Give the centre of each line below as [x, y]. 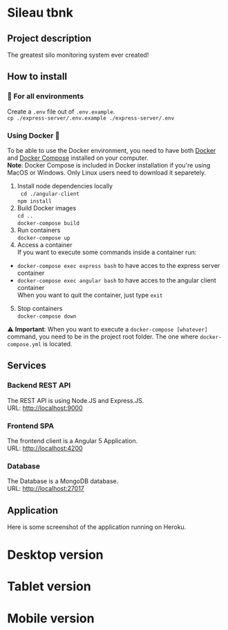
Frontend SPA [30, 426]
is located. [57, 343]
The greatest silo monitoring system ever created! [78, 55]
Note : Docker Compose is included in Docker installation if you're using [109, 165]
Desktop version [55, 555]
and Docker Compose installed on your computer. [78, 158]
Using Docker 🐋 [34, 135]
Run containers [39, 230]
